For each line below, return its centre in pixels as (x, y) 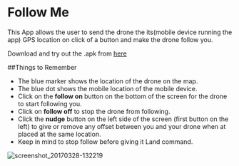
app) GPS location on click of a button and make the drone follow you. (110, 39)
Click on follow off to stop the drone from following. (94, 111)
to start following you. (50, 103)
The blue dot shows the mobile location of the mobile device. (107, 88)
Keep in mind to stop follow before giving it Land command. (105, 141)
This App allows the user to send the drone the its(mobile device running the (120, 32)
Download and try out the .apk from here (67, 53)
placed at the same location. (59, 134)
